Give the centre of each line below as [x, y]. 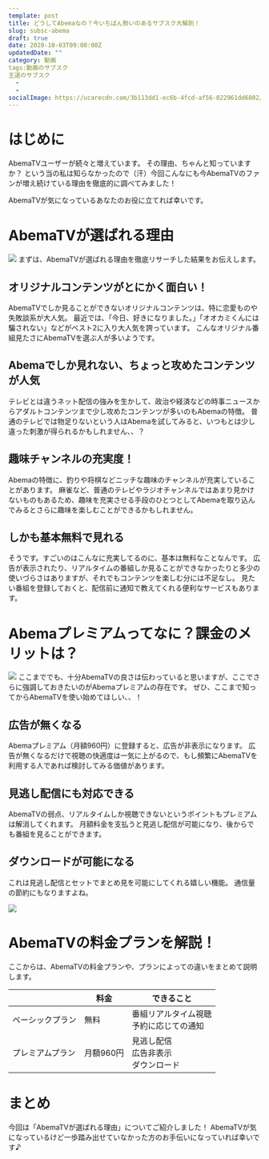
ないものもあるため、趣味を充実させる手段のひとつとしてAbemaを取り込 [128, 499]
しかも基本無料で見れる [66, 537]
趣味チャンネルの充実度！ [71, 459]
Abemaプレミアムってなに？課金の [123, 634]
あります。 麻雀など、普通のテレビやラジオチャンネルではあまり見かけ [138, 490]
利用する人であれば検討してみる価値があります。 [89, 766]
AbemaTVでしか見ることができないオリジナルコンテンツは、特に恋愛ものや [133, 307]
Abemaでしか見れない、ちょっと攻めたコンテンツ [132, 365]
